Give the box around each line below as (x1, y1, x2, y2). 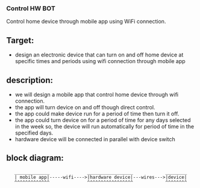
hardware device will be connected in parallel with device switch (14, 135, 176, 142)
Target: (6, 35, 34, 46)
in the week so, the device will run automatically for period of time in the (14, 123, 195, 130)
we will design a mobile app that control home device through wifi (14, 91, 179, 98)
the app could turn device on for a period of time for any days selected (14, 116, 191, 124)
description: (6, 75, 53, 85)
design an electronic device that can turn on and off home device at (14, 51, 184, 58)
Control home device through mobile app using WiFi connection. (6, 18, 166, 25)
